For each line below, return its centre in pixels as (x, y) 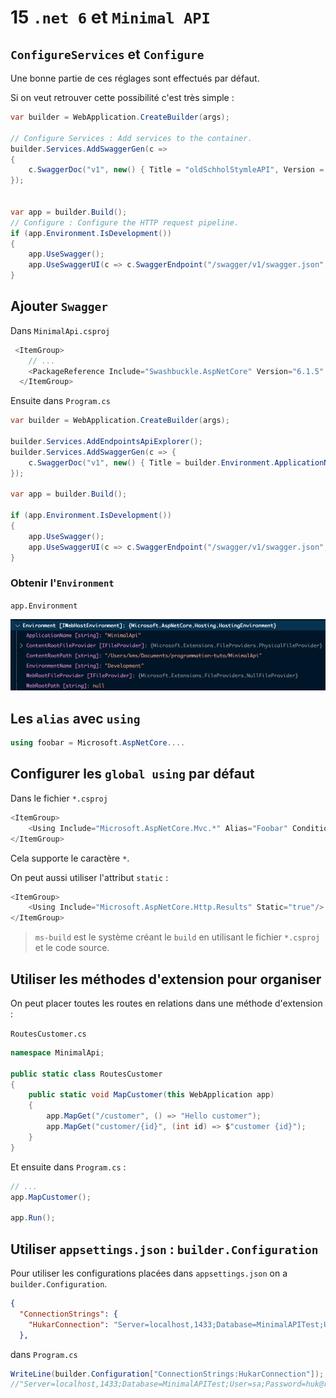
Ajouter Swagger (59, 306)
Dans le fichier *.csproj (59, 798)
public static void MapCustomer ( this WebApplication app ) (151, 1095)
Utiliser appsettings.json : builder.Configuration (164, 1249)
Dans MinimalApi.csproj (60, 330)
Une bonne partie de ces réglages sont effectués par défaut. (135, 78)
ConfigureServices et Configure (107, 54)
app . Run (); (33, 1218)
